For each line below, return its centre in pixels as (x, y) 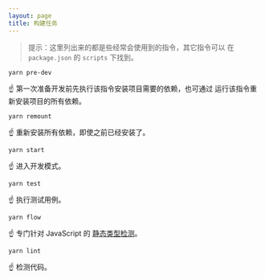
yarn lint (25, 251)
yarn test (25, 183)
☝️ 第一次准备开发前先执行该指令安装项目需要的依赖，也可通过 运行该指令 (129, 88)
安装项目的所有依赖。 (50, 101)
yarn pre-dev (30, 72)
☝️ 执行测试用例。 (37, 199)
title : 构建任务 (33, 23)
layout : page (30, 16)
